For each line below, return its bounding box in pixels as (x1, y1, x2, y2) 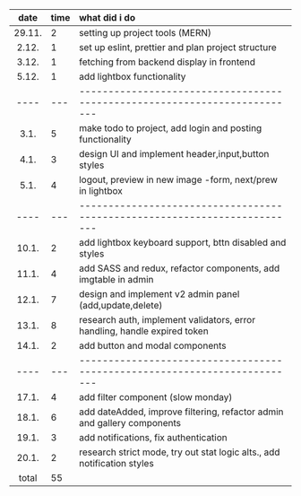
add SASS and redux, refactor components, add (79, 262, 280, 274)
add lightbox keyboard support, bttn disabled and (79, 237, 287, 248)
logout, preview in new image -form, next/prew (79, 174, 278, 186)
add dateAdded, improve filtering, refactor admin (79, 405, 284, 418)
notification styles (79, 457, 154, 469)
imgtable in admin (79, 274, 154, 285)
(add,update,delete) (79, 300, 163, 311)
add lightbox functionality (79, 71, 186, 83)
